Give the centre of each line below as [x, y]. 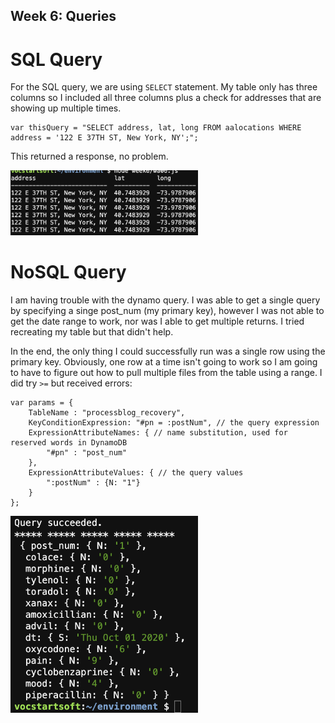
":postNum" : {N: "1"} [93, 483]
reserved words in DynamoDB [69, 443]
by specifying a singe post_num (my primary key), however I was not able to [167, 311]
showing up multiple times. [66, 108]
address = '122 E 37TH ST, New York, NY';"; [104, 138]
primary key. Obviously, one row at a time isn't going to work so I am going [164, 362]
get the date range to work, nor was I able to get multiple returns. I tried [157, 321]
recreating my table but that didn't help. [92, 332]
